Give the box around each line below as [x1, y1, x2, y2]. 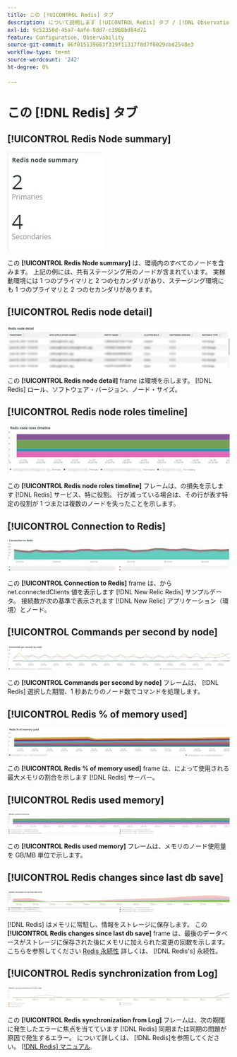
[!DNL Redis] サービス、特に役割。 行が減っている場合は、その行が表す [15, 490, 222, 499]
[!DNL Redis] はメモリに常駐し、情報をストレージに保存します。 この [7, 920, 208, 928]
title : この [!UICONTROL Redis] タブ [7, 11, 114, 18]
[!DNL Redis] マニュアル [20, 1042, 91, 1051]
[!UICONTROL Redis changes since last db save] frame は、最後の [7, 929, 203, 937]
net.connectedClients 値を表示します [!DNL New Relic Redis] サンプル [7, 588, 210, 596]
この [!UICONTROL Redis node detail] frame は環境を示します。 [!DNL [7, 376, 212, 385]
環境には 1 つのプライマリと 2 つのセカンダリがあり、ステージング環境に [13, 276, 224, 284]
